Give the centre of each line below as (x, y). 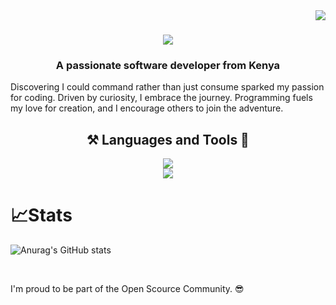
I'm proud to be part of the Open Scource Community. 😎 (127, 289)
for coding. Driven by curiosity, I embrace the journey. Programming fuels (161, 98)
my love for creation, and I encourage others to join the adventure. (147, 108)
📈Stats (41, 215)
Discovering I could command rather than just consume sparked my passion (167, 87)
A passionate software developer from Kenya (168, 66)
